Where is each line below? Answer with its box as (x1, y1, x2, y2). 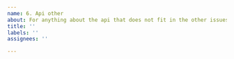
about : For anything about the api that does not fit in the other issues (7, 16, 229, 23)
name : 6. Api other (7, 10, 64, 17)
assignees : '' (7, 36, 49, 43)
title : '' (7, 23, 36, 29)
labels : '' (7, 29, 39, 36)
